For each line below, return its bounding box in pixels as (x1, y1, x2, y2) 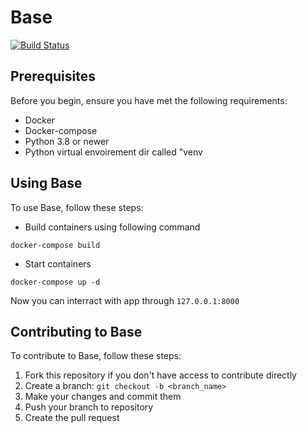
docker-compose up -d (10, 277, 101, 287)
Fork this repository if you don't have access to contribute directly (24, 369, 297, 381)
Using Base (10, 175, 83, 192)
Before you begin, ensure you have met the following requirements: (10, 94, 288, 106)
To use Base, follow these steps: (10, 201, 144, 213)
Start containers (24, 257, 92, 270)
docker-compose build (10, 240, 101, 250)
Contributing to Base (10, 323, 143, 340)
